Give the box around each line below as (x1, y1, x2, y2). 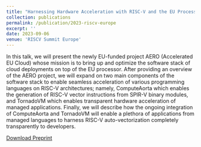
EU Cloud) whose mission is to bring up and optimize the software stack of (6, 59, 190, 66)
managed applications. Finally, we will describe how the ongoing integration (6, 104, 193, 111)
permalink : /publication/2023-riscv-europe (6, 20, 117, 26)
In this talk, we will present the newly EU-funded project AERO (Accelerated (6, 53, 193, 60)
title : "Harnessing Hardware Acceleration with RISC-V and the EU (6, 8, 175, 15)
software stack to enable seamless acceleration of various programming (6, 78, 185, 85)
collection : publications (6, 14, 71, 20)
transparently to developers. (6, 123, 76, 130)
